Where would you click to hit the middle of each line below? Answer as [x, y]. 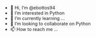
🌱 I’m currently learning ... [37, 18]
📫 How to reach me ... [34, 29]
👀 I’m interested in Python [37, 13]
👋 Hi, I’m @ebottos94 [33, 8]
